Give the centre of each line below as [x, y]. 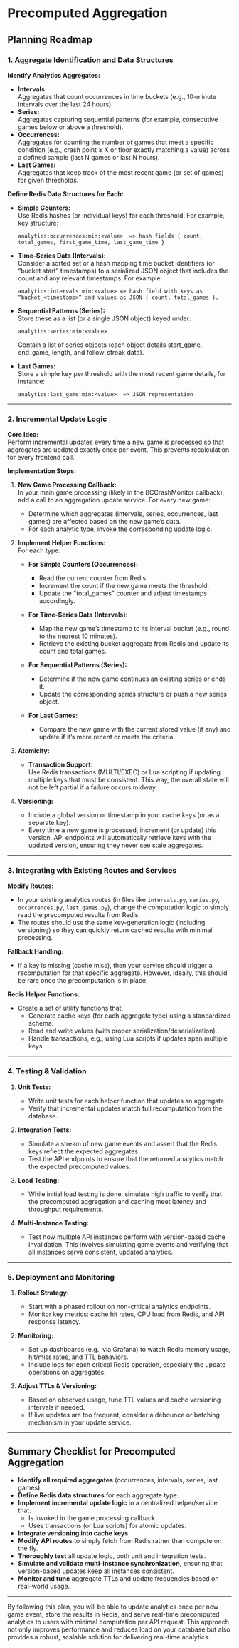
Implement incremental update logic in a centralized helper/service [118, 1502]
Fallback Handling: [36, 951]
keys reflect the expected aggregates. [84, 1151]
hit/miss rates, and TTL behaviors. [78, 1357]
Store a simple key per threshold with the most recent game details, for [122, 373]
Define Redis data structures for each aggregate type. [98, 1495]
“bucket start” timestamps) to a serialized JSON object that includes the [123, 271]
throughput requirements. [66, 1209]
